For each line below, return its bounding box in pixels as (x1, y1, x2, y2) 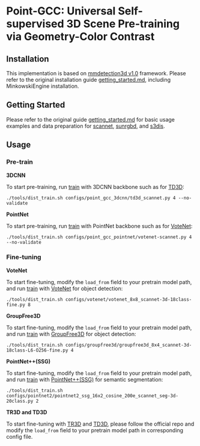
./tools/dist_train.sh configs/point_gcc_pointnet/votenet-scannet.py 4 (6, 234, 192, 240)
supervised (6, 17, 64, 31)
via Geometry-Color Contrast (6, 30, 155, 43)
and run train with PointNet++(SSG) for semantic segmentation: (6, 376, 163, 383)
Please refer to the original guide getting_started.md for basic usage (6, 116, 175, 123)
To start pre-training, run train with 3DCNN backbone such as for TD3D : (6, 183, 184, 190)
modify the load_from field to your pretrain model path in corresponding (6, 426, 184, 434)
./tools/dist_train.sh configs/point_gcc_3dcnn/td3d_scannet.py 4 (6, 194, 176, 201)
